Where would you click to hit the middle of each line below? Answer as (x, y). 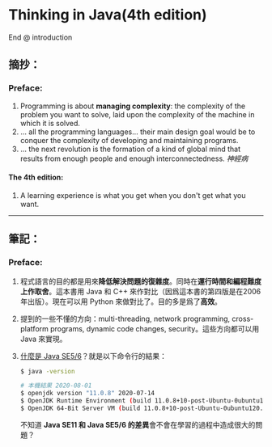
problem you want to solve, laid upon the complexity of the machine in (137, 114)
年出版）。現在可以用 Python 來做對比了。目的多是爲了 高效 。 (121, 302)
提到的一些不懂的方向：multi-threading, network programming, (125, 318)
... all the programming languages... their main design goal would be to (138, 132)
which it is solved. (50, 123)
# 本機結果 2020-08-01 (56, 386)
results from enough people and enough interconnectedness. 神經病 (134, 158)
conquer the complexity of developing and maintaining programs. (129, 140)
